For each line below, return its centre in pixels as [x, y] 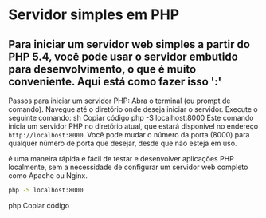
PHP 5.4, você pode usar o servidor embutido [123, 56]
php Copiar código [39, 205]
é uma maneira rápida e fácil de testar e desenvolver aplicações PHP [121, 159]
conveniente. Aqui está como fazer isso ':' [115, 81]
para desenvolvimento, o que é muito [102, 69]
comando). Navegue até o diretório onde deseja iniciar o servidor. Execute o [133, 109]
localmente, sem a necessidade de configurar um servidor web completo [128, 167]
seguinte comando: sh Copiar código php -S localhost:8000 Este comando [131, 118]
